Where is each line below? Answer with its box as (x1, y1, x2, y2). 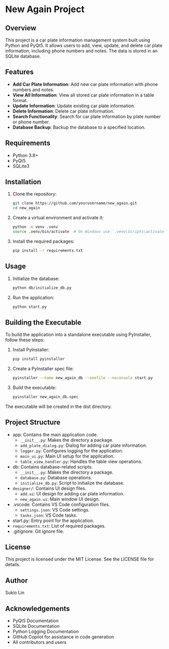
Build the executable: (12, 384, 57, 390)
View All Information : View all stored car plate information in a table (12, 92, 154, 98)
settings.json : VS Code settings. (20, 506, 90, 513)
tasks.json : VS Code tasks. (20, 512, 78, 518)
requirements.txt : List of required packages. (12, 523, 106, 529)
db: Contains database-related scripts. (12, 463, 93, 470)
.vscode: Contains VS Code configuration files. (12, 501, 110, 507)
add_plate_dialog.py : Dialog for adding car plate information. (20, 442, 147, 448)
